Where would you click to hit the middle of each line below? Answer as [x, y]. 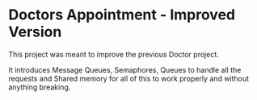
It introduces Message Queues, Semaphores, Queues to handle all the [125, 69]
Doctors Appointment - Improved [122, 15]
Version [35, 32]
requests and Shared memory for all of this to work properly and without [128, 78]
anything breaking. [40, 87]
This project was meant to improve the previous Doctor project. [114, 54]
